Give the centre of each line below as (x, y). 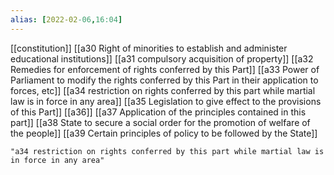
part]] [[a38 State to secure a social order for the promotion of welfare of (160, 122)
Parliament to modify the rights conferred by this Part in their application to (164, 80)
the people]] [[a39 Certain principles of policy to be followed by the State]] (164, 133)
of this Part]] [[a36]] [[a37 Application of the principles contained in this (158, 112)
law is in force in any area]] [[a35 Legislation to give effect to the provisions (166, 101)
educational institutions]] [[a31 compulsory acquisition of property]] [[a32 (162, 58)
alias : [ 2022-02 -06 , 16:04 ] (66, 19)
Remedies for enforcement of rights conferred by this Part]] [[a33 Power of (165, 69)
